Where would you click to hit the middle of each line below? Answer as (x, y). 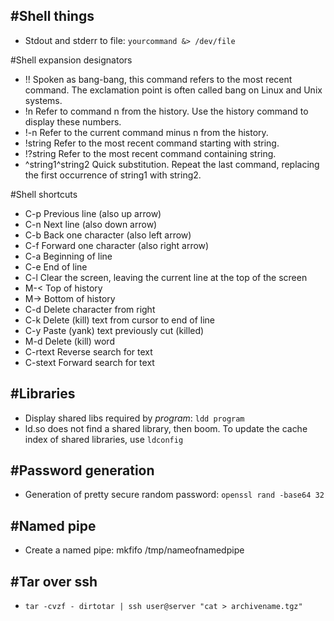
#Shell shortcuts (44, 194)
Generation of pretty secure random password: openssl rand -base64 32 (174, 495)
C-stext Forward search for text (89, 362)
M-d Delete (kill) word (69, 341)
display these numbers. (73, 121)
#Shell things (52, 16)
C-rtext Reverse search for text (88, 351)
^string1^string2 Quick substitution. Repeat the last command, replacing (172, 164)
